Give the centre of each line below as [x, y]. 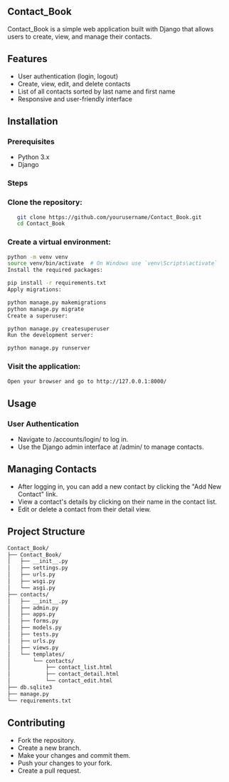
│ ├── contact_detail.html [63, 674]
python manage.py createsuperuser [59, 329]
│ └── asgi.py [31, 588]
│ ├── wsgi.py [31, 582]
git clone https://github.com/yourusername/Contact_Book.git [109, 217]
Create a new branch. [49, 748]
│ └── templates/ [36, 654]
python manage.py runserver [49, 348]
